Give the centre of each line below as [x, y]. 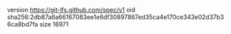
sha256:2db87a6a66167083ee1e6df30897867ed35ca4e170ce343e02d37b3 [115, 17]
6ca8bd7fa [23, 24]
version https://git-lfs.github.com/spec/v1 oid [71, 10]
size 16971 [54, 24]
